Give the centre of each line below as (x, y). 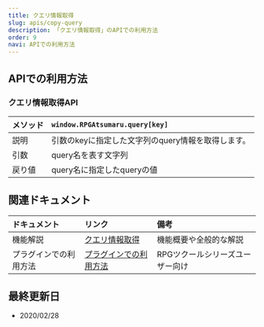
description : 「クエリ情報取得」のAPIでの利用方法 (83, 30)
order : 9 (22, 37)
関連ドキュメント (49, 200)
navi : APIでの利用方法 (42, 45)
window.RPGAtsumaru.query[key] (110, 124)
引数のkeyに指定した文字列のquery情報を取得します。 (151, 140)
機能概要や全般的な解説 (200, 239)
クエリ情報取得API (43, 103)
